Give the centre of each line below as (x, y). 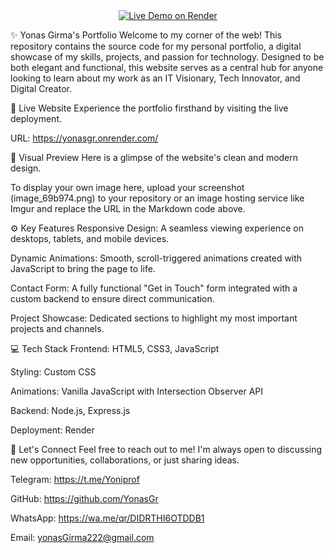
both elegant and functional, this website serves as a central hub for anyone (167, 67)
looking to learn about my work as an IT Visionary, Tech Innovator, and (155, 78)
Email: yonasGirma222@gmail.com (82, 537)
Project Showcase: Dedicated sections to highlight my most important (154, 318)
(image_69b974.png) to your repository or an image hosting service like (157, 198)
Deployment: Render (52, 430)
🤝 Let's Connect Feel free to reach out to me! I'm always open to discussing (166, 449)
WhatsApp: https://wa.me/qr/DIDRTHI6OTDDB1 (107, 518)
